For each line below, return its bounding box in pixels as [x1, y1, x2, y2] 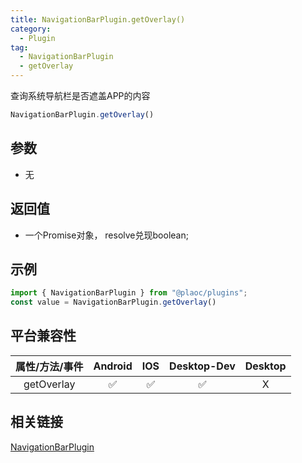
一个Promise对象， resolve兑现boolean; [24, 229, 189, 241]
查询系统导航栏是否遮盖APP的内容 [10, 90, 151, 101]
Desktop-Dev [169, 359, 236, 373]
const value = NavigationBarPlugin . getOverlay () [10, 297, 217, 308]
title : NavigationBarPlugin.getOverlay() [10, 14, 186, 25]
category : [10, 24, 52, 34]
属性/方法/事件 [15, 359, 84, 373]
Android [93, 359, 133, 373]
